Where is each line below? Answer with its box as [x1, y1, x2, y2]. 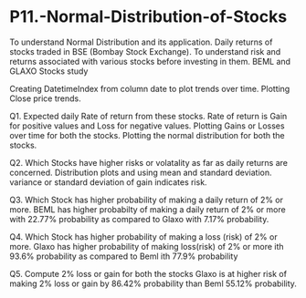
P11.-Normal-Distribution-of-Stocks [9, 6, 288, 27]
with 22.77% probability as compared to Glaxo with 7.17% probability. [9, 213, 269, 224]
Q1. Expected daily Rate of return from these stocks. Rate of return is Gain [9, 110, 288, 121]
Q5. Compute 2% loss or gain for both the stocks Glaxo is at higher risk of [9, 268, 288, 279]
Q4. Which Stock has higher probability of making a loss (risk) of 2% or [9, 231, 278, 242]
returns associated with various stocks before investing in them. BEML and [9, 56, 290, 67]
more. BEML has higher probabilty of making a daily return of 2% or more [9, 203, 286, 215]
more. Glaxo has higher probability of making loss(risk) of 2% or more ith [9, 241, 285, 252]
